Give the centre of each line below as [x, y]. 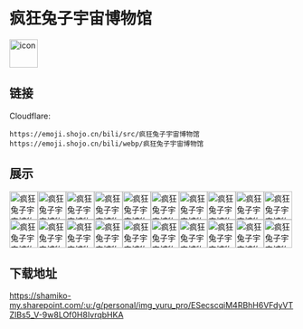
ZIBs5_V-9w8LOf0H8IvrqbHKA [66, 315]
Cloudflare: [30, 116]
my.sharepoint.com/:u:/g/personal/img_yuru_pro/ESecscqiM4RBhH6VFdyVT [151, 305]
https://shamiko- [40, 296]
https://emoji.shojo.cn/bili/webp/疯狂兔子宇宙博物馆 [107, 144]
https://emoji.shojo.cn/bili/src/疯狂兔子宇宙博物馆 [105, 134]
